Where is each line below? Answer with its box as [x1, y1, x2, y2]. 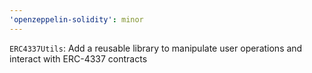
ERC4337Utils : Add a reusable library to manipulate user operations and [9, 42, 303, 54]
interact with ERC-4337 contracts [9, 52, 148, 65]
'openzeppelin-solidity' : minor [9, 14, 144, 25]
